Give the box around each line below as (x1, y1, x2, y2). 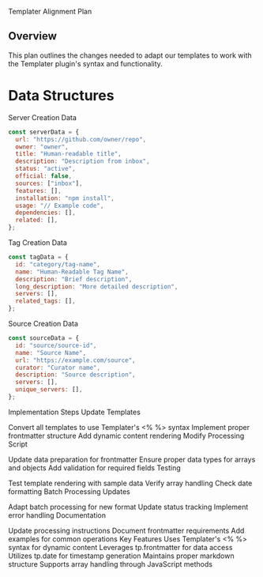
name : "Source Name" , (15, 349, 87, 356)
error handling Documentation (8, 510, 107, 520)
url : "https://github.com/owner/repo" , (15, 135, 147, 143)
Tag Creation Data (8, 238, 67, 247)
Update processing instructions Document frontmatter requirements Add (8, 526, 245, 535)
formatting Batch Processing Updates (8, 486, 130, 496)
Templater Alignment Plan (8, 7, 92, 16)
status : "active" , (15, 165, 77, 173)
